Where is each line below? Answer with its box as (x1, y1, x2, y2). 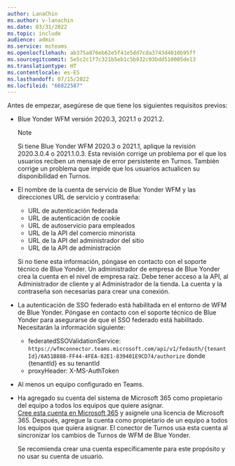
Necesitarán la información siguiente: (17, 324, 126, 332)
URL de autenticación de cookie (27, 214, 121, 222)
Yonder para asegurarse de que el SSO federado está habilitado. (17, 316, 205, 324)
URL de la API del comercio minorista (27, 229, 135, 237)
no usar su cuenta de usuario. (17, 452, 104, 460)
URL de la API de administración (27, 244, 121, 253)
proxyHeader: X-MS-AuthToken (27, 366, 119, 375)
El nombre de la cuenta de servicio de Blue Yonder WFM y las (17, 185, 196, 194)
